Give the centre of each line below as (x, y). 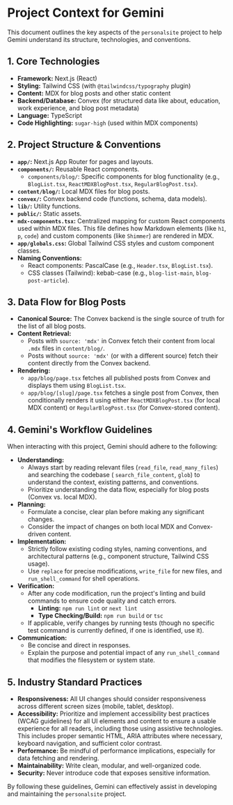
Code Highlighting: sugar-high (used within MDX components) (107, 123)
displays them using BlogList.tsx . (77, 386)
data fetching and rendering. (58, 758)
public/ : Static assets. (49, 213)
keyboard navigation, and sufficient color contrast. (89, 743)
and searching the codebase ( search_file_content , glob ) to (114, 475)
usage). (39, 564)
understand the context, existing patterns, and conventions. (113, 482)
